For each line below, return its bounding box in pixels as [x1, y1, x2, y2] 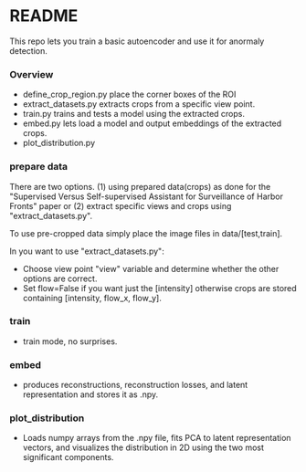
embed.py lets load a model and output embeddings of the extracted [22, 118, 282, 129]
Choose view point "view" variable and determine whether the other [22, 263, 280, 274]
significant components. [22, 452, 114, 463]
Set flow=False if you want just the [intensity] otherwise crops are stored [22, 282, 297, 293]
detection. [9, 45, 48, 56]
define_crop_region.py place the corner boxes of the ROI [22, 89, 237, 100]
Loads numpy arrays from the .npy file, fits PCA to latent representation [22, 433, 291, 444]
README [9, 5, 79, 26]
